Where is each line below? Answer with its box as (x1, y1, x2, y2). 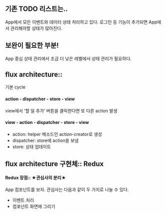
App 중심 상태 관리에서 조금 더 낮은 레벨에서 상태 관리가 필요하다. (5, 55, 132, 61)
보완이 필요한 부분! (5, 41, 59, 50)
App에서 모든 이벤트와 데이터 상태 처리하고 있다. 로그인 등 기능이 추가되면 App (5, 19, 158, 25)
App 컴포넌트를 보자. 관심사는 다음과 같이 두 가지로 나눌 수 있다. (5, 186, 129, 192)
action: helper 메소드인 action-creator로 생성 (12, 131, 102, 137)
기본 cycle (5, 84, 26, 90)
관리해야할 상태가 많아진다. (10, 25, 63, 31)
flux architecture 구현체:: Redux (5, 159, 104, 168)
